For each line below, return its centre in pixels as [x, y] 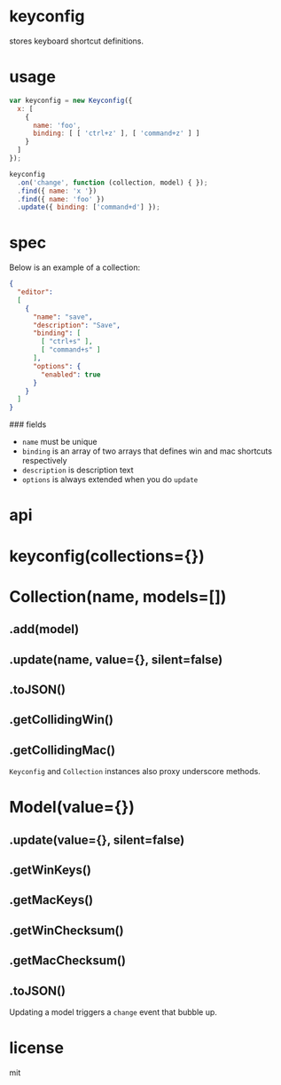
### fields [28, 424]
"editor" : [35, 292]
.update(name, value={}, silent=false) [116, 659]
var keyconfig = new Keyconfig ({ [71, 100]
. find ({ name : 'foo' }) [61, 199]
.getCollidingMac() [62, 750]
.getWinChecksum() [66, 930]
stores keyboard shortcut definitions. [77, 41]
